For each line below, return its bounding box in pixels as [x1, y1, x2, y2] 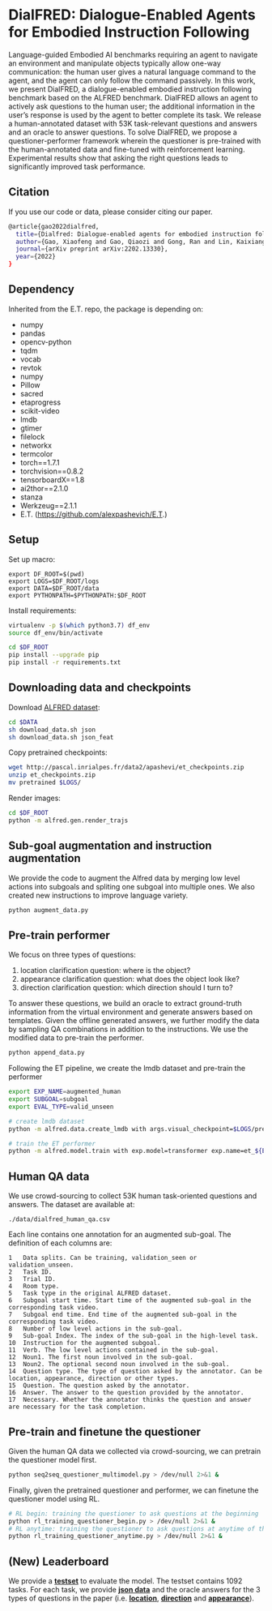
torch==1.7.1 [19, 457, 60, 467]
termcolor [19, 448, 53, 459]
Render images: [8, 793, 61, 803]
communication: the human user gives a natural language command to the [8, 66, 257, 76]
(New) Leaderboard [8, 1554, 109, 1568]
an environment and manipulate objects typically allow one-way [8, 58, 221, 68]
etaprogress [19, 397, 62, 407]
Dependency [8, 282, 74, 297]
